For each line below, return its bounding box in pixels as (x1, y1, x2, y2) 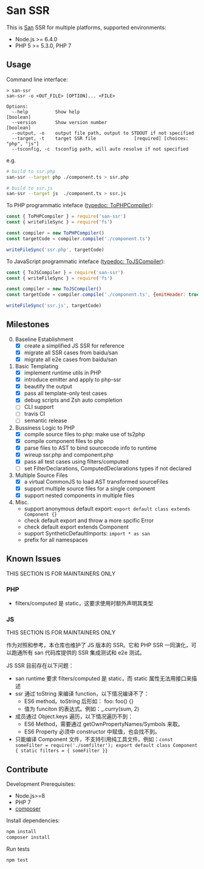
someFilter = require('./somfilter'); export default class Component (15, 743, 198, 749)
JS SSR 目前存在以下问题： (6, 662, 74, 669)
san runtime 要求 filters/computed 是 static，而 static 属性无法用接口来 (15, 675, 192, 682)
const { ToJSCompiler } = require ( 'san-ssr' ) (6, 269, 123, 275)
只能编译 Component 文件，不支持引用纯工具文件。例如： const (15, 736, 173, 743)
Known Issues (6, 554, 61, 564)
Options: (6, 103, 29, 109)
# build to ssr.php (6, 168, 56, 174)
